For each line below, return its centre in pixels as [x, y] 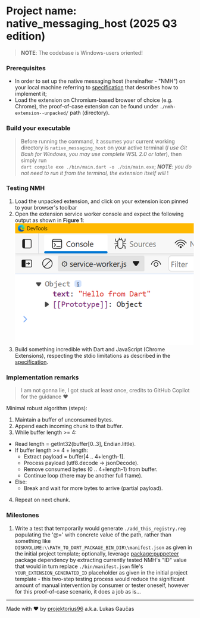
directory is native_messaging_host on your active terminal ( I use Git [104, 148]
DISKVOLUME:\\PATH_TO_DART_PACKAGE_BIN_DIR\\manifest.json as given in [103, 547]
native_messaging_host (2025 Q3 [92, 24]
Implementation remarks [43, 377]
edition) [26, 36]
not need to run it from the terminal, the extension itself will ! [95, 173]
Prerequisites [26, 68]
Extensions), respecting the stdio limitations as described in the [93, 356]
